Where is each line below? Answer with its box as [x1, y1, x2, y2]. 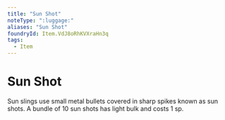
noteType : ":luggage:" [7, 17, 74, 24]
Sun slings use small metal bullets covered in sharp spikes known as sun [7, 97, 219, 105]
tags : [7, 37, 23, 44]
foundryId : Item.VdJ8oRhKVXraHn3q [7, 30, 109, 37]
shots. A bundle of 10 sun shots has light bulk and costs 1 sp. [7, 104, 184, 113]
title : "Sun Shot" [7, 10, 61, 18]
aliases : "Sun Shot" [7, 23, 68, 30]
